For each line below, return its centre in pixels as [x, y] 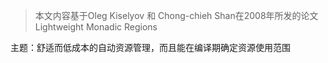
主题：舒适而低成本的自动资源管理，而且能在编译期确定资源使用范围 [150, 47]
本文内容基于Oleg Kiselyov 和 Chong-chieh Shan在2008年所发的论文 [176, 15]
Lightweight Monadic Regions [96, 27]
